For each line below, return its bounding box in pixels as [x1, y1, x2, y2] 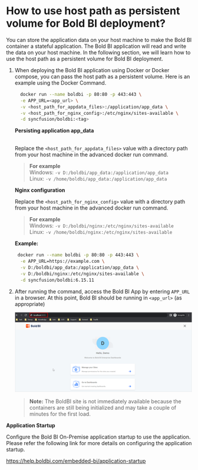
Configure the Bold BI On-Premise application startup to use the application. [6, 433, 191, 440]
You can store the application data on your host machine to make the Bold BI [6, 36, 192, 43]
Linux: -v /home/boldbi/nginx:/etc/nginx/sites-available [29, 228, 173, 236]
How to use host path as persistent [6, 4, 180, 18]
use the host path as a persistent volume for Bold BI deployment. [6, 55, 163, 62]
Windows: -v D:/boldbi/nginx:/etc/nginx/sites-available [29, 222, 174, 229]
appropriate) [14, 300, 45, 307]
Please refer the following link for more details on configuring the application [6, 440, 192, 447]
